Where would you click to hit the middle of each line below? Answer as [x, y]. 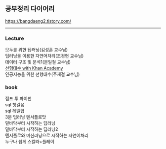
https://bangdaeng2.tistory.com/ [38, 21]
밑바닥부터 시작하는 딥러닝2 [32, 129]
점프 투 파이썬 [19, 99]
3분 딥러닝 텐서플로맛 [26, 117]
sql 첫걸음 [15, 105]
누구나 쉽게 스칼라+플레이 [30, 142]
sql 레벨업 [15, 111]
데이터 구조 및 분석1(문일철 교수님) [38, 62]
